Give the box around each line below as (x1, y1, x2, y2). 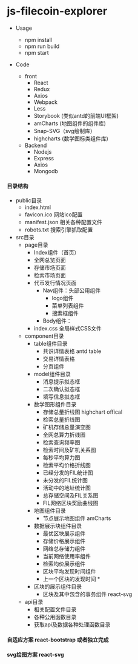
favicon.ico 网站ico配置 (24, 211, 83, 218)
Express (33, 154, 54, 162)
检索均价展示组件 (42, 560, 86, 567)
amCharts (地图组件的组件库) (33, 120, 107, 127)
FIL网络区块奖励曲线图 (42, 499, 99, 507)
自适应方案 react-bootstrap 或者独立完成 (7, 636, 109, 643)
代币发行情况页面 (33, 279, 77, 287)
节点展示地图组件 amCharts (42, 515, 111, 522)
